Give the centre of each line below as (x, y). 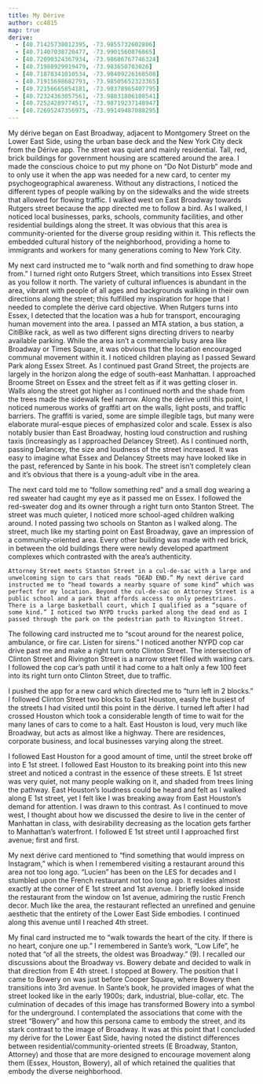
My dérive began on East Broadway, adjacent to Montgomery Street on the (129, 133)
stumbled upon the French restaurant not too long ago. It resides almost (124, 880)
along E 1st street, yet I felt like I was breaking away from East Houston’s (125, 798)
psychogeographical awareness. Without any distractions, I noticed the (123, 183)
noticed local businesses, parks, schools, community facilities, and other (126, 216)
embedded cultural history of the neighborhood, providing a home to (119, 242)
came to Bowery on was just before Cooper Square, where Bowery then (124, 979)
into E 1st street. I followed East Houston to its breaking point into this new (128, 765)
